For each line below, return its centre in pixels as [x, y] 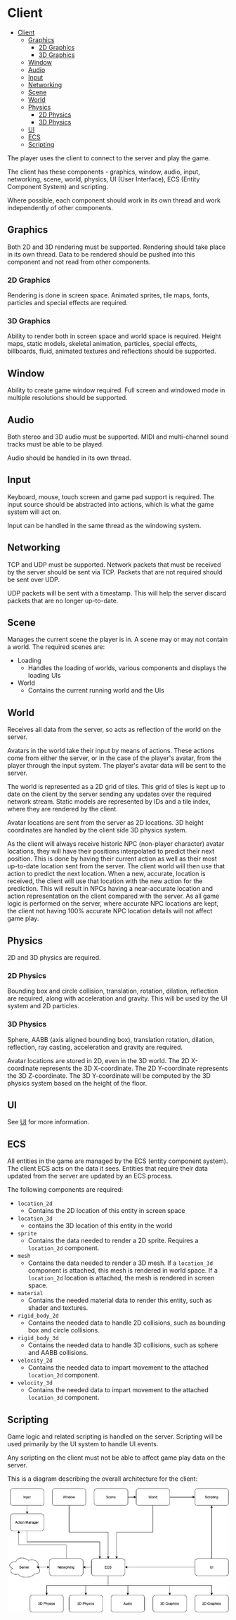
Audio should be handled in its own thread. [69, 458]
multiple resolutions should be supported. [67, 398]
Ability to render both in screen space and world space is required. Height [114, 336]
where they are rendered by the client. [63, 809]
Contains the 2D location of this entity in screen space [106, 1211]
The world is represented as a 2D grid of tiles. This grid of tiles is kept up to [117, 787]
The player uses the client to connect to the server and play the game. [109, 158]
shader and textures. [58, 1308]
